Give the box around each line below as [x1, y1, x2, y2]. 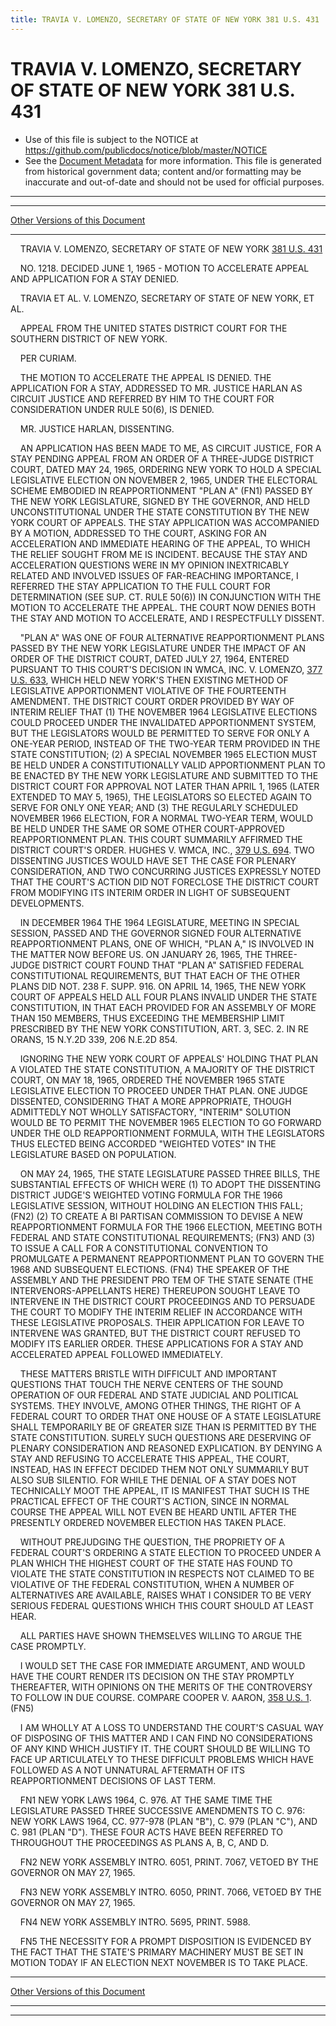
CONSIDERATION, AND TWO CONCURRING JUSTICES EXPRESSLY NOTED [10, 865, 322, 877]
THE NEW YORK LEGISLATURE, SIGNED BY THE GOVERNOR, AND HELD [10, 495, 311, 507]
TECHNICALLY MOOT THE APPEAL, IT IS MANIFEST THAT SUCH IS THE [10, 1484, 310, 1496]
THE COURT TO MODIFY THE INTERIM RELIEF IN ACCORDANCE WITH [10, 1306, 303, 1318]
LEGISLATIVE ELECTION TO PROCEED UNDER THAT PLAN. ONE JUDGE [10, 1084, 309, 1096]
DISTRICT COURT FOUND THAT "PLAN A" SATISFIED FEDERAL [42, 959, 305, 971]
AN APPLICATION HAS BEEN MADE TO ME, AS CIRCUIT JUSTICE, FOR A [19, 442, 322, 454]
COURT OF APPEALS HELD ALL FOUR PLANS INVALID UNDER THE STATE [10, 991, 318, 1003]
